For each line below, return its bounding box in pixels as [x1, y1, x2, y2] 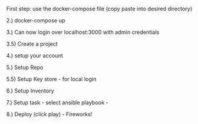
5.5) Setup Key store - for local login [6, 76, 97, 82]
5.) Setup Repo [6, 64, 44, 71]
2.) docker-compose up [6, 17, 65, 24]
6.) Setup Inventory [6, 87, 54, 94]
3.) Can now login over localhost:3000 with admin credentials [6, 28, 160, 36]
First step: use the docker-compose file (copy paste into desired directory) [6, 5, 193, 12]
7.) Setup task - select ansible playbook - [6, 99, 109, 106]
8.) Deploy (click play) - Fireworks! [6, 111, 93, 117]
